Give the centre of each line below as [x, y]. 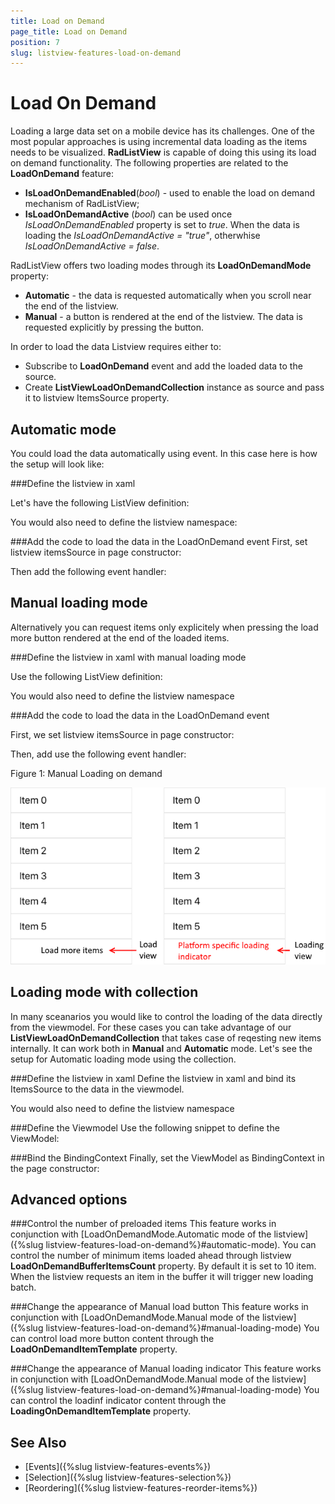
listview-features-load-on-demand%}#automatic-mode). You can [181, 1245]
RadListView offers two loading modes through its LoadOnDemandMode [161, 266]
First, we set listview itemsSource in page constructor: [122, 734]
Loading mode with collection [104, 992]
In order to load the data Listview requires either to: [116, 347]
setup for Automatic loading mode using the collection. [123, 1059]
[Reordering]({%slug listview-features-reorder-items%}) [141, 1488]
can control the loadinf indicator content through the [118, 1401]
